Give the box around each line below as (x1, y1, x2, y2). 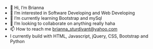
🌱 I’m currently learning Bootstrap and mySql (9, 15, 102, 21)
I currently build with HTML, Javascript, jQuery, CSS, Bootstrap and (9, 33, 149, 39)
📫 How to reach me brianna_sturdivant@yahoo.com (9, 26, 118, 32)
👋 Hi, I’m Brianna (9, 5, 44, 10)
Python (9, 39, 25, 44)
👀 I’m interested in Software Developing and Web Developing (9, 10, 136, 16)
